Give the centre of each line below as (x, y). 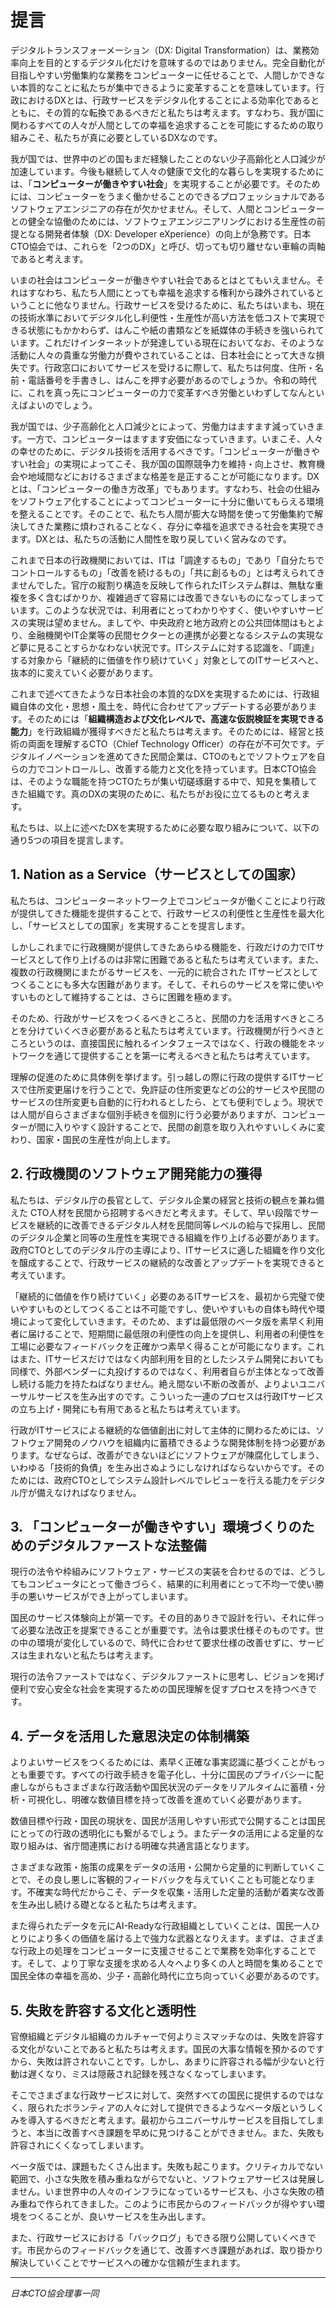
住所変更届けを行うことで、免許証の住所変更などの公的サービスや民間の (176, 1089)
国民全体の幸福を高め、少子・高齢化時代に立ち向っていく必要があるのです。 (167, 1976)
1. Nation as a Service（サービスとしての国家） (157, 874)
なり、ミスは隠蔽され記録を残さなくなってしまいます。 (158, 2074)
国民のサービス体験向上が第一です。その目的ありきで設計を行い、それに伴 (163, 1618)
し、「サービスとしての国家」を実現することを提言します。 (130, 925)
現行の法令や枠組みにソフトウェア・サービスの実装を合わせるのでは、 (155, 1572)
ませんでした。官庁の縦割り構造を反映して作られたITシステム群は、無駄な (162, 585)
